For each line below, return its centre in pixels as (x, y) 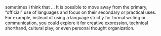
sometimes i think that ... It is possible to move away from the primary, (76, 7)
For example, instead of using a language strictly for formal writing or (76, 18)
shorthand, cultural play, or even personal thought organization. (70, 28)
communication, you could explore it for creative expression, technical (77, 23)
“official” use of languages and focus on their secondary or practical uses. (81, 12)
